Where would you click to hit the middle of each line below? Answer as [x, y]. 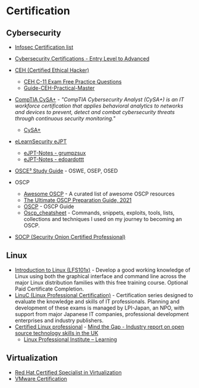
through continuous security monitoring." [65, 118]
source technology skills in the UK [56, 333]
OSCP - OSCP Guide [49, 206]
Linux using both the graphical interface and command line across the [100, 276]
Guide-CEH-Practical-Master [59, 88]
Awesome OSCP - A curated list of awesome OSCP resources [99, 194]
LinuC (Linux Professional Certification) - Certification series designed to [104, 295]
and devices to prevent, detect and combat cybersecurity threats [95, 112]
